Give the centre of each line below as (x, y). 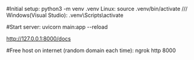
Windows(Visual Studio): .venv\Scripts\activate (65, 15)
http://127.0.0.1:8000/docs (38, 38)
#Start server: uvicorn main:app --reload (57, 27)
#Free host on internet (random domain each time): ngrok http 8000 (91, 50)
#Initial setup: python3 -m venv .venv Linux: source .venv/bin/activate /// (97, 9)
